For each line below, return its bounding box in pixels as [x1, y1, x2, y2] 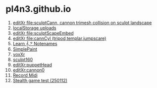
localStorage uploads [12, 25, 56, 30]
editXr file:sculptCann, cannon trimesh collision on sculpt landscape [12, 20, 152, 26]
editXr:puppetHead [12, 61, 52, 67]
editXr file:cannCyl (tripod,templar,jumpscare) [12, 35, 106, 41]
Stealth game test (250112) [12, 77, 67, 83]
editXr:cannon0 [12, 67, 45, 73]
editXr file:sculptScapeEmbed [12, 30, 74, 36]
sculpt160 [12, 57, 33, 62]
